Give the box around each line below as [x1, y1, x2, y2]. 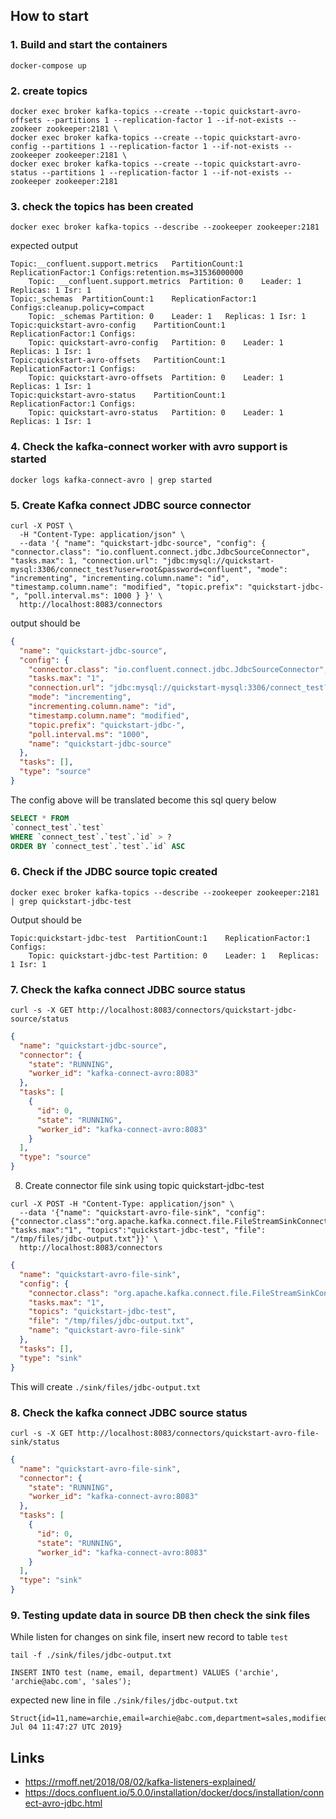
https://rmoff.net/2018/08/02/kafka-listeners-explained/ [24, 1776, 257, 1788]
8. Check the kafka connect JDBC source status [10, 1405, 248, 1419]
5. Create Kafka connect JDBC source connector [10, 498, 252, 512]
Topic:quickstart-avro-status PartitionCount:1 [10, 390, 226, 401]
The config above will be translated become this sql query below [10, 794, 277, 806]
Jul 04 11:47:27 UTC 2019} [10, 1722, 123, 1733]
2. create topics [10, 84, 88, 98]
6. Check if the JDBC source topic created [10, 865, 218, 879]
